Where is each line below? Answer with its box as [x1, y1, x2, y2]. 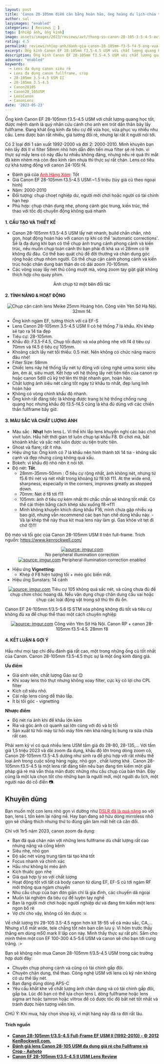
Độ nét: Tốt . [12, 465, 37, 471]
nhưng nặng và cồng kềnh [12, 843, 65, 849]
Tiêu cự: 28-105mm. [12, 333, 53, 339]
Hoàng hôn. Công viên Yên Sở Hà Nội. [80, 303, 157, 309]
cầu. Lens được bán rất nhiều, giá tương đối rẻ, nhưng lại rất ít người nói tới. [5, 132, 156, 138]
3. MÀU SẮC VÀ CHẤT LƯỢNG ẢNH [5, 418, 78, 424]
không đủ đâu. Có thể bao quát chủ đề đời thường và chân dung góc [12, 251, 150, 257]
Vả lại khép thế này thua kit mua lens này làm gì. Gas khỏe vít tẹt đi [19, 517, 154, 523]
